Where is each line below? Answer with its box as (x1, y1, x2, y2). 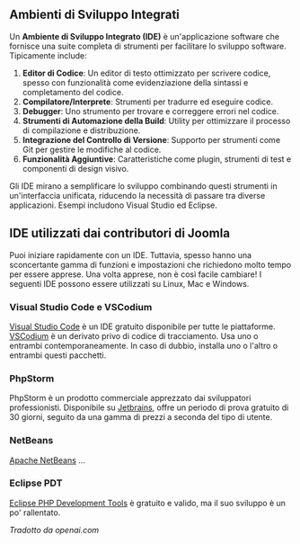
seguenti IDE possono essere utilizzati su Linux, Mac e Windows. (9, 278, 250, 289)
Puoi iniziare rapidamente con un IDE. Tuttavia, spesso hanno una (9, 249, 252, 260)
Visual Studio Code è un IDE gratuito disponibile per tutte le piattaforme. (9, 321, 276, 332)
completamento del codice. (22, 86, 124, 97)
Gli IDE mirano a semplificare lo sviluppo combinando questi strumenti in (9, 180, 278, 192)
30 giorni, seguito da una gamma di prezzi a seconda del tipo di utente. (9, 412, 273, 423)
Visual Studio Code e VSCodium (9, 300, 153, 313)
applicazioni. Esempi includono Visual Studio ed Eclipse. (9, 200, 218, 210)
